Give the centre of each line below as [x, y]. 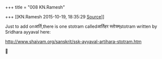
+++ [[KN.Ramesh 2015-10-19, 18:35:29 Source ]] [55, 17]
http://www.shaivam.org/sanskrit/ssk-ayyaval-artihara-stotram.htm [73, 41]
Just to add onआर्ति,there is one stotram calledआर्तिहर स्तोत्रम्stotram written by [81, 26]
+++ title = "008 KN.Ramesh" [35, 7]
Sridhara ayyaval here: [28, 32]
